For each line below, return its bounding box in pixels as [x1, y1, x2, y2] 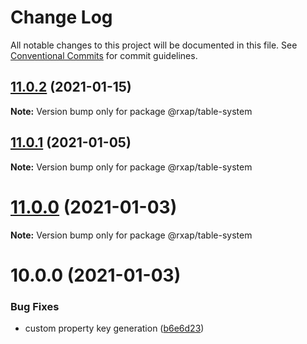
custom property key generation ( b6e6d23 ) [24, 322, 205, 334]
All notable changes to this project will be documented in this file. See [10, 39, 298, 51]
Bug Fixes [10, 299, 60, 313]
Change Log [10, 6, 113, 29]
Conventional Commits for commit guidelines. [10, 49, 198, 61]
